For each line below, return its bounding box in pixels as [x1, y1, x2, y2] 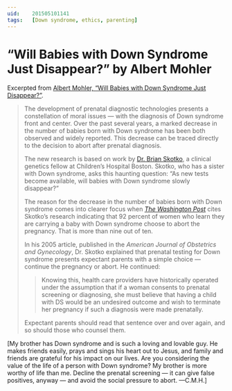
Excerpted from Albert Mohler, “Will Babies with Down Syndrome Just [7, 84, 206, 92]
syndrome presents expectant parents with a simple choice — [24, 255, 202, 264]
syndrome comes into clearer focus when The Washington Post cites [24, 205, 222, 213]
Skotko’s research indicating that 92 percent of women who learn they [24, 212, 225, 221]
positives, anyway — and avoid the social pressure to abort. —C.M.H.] [7, 376, 208, 385]
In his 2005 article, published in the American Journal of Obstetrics [24, 240, 217, 249]
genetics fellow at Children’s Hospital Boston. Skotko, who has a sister [24, 162, 225, 170]
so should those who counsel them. [24, 326, 126, 334]
